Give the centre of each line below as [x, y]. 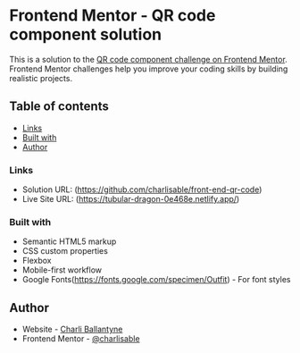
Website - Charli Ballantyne [72, 329]
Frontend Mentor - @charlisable [81, 339]
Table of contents [59, 107]
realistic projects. [41, 78]
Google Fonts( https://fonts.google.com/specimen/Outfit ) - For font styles [156, 280]
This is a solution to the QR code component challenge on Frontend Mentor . [148, 59]
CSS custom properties [65, 251]
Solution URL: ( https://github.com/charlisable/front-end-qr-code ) [142, 189]
